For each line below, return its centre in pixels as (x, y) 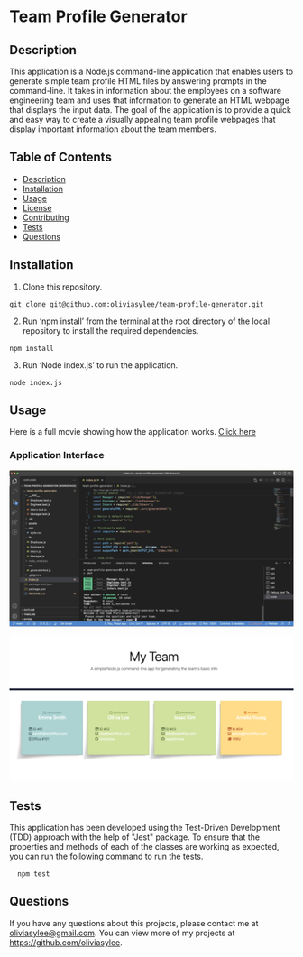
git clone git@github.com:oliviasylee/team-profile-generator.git (137, 304)
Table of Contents (61, 157)
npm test (34, 874)
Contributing (46, 217)
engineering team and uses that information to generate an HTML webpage (150, 100)
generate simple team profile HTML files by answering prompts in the (138, 81)
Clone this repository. (62, 287)
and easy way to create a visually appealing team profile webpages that (143, 120)
